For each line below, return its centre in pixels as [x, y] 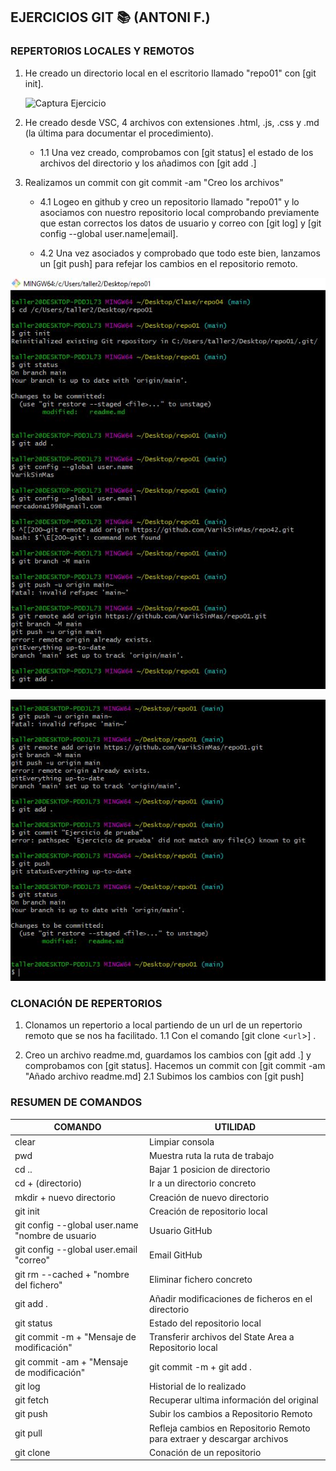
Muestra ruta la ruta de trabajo [211, 1155]
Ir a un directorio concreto [202, 1183]
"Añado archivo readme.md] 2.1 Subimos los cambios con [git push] [164, 1076]
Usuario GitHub [180, 1230]
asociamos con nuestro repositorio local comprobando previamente [179, 212]
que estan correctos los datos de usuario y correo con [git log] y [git [180, 223]
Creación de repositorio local [208, 1211]
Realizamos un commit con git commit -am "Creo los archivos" [154, 182]
